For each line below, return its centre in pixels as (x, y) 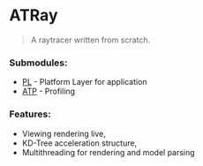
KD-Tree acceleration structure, (79, 143)
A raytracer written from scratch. (90, 40)
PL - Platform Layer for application (84, 82)
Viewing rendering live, (64, 133)
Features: (30, 114)
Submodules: (38, 63)
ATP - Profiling (49, 91)
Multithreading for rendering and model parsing (109, 152)
